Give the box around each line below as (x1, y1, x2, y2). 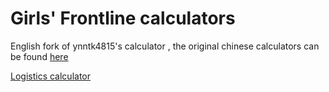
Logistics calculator (10, 70, 91, 82)
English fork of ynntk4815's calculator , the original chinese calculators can (10, 40, 320, 52)
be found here (10, 50, 69, 62)
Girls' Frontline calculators (10, 7, 236, 30)
